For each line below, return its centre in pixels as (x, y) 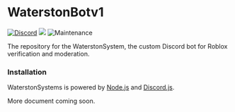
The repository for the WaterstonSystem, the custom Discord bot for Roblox (117, 46)
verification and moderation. (48, 54)
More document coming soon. (51, 101)
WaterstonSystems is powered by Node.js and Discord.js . (91, 87)
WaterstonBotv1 (56, 12)
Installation (27, 72)
